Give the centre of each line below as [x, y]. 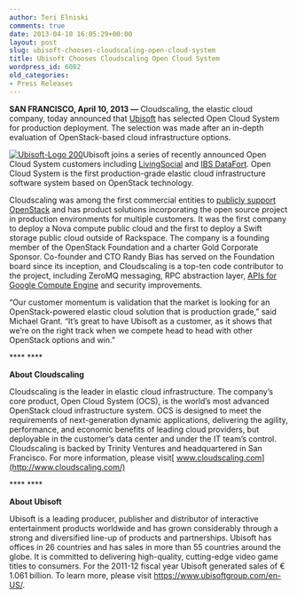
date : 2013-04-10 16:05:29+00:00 [71, 34]
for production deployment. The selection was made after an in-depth [137, 128]
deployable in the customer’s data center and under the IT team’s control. [143, 439]
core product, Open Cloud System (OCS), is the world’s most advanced [139, 401]
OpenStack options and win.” [62, 339]
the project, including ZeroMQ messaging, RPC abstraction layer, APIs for [143, 275]
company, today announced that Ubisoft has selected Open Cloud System [145, 118]
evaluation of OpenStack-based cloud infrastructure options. [120, 137]
